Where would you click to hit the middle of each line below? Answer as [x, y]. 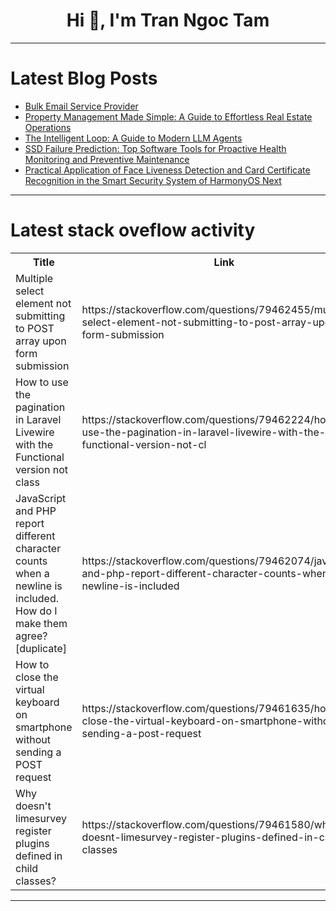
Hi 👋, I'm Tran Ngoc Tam [168, 20]
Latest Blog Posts [84, 78]
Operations [48, 127]
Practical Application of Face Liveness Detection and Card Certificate [167, 170]
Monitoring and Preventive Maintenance [107, 159]
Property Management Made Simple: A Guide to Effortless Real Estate [168, 116]
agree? [31, 636]
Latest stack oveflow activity [133, 230]
